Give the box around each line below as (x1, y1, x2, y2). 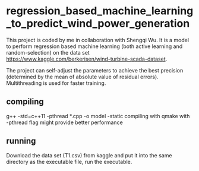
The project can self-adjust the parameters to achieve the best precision (6, 66, 184, 74)
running (6, 136, 36, 146)
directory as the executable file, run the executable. (6, 158, 132, 165)
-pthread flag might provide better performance (6, 119, 123, 126)
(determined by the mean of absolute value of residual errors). (6, 73, 159, 80)
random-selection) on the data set (6, 49, 90, 56)
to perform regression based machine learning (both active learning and (6, 43, 183, 50)
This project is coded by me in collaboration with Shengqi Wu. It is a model (6, 36, 189, 43)
